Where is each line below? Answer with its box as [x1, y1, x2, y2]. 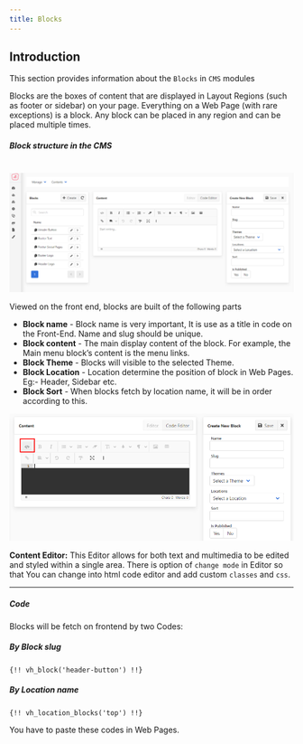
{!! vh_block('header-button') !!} [9, 665, 143, 674]
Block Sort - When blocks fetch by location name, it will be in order [22, 385, 272, 397]
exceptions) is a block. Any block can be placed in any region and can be [9, 109, 281, 121]
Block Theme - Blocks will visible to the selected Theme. [22, 357, 234, 368]
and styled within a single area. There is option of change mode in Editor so [9, 559, 284, 570]
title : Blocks [9, 14, 63, 24]
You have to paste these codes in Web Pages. [9, 724, 180, 735]
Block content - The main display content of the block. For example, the [22, 337, 291, 348]
